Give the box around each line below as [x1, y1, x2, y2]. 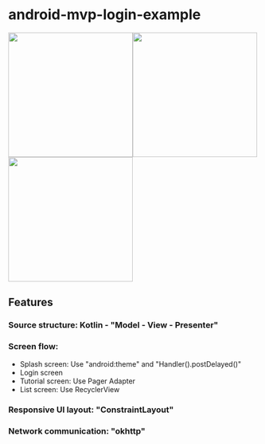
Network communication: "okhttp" [8, 426, 146, 437]
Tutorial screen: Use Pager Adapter [19, 376, 136, 386]
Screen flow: [8, 341, 59, 352]
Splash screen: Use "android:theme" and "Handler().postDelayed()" [19, 359, 242, 368]
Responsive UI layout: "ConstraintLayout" [8, 404, 174, 415]
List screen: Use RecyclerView [19, 384, 120, 394]
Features [8, 296, 53, 309]
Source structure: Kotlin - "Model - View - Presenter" [8, 320, 219, 331]
